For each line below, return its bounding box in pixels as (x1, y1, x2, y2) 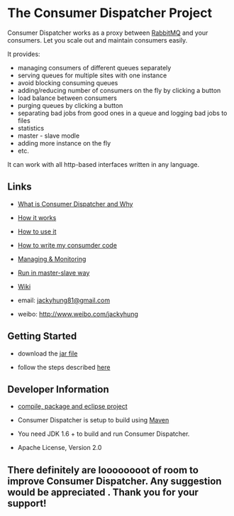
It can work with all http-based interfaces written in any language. (7, 160, 200, 168)
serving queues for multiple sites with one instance (17, 71, 167, 79)
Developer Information (7, 383, 110, 395)
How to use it (17, 227, 57, 236)
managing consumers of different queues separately (17, 63, 172, 72)
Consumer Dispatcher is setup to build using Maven (17, 416, 169, 424)
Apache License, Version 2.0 (17, 444, 102, 452)
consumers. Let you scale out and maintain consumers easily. (7, 35, 188, 44)
